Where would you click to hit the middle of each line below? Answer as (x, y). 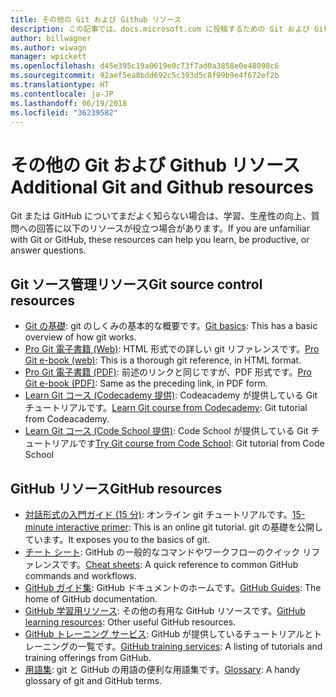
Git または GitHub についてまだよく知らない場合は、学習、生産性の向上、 (161, 216)
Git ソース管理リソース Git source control (136, 284)
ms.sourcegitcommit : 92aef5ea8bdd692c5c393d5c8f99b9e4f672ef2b (145, 76)
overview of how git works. (80, 337)
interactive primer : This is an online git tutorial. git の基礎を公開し (189, 527)
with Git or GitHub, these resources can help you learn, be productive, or (160, 240)
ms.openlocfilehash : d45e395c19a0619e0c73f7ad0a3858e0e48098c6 (145, 66)
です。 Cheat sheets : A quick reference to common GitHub (179, 564)
